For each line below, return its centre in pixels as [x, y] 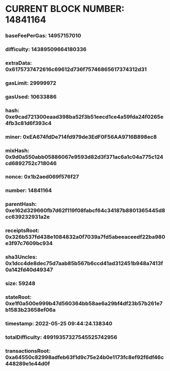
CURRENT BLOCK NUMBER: [65, 9]
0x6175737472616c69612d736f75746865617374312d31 [76, 69]
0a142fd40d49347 [29, 270]
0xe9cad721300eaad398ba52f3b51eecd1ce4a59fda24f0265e [84, 117]
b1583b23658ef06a [30, 310]
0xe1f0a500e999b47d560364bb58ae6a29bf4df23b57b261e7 [84, 304]
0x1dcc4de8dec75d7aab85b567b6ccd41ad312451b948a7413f [84, 263]
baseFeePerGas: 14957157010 [43, 36]
